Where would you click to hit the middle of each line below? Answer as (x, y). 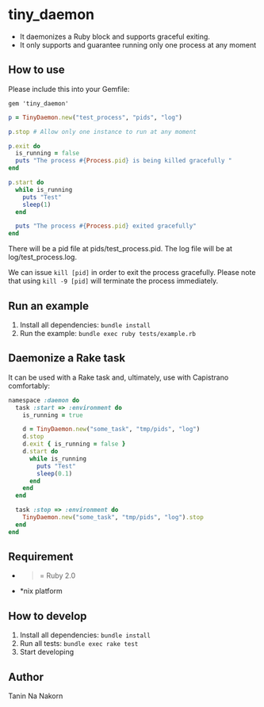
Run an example (49, 306)
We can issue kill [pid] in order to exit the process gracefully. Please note (132, 273)
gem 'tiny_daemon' (38, 103)
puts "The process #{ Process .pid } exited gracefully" (106, 226)
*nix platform (41, 591)
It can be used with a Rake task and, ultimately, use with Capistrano (119, 377)
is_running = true (53, 415)
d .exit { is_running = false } (74, 444)
